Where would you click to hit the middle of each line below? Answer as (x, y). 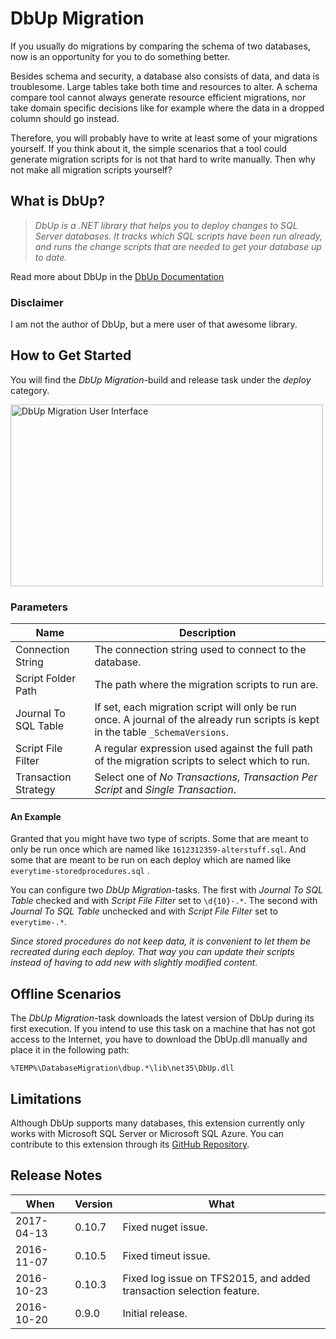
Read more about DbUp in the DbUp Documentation (117, 276)
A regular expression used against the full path (203, 749)
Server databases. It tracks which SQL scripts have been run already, (178, 236)
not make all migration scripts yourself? (91, 169)
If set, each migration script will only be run (195, 707)
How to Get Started (71, 355)
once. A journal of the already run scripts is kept (207, 720)
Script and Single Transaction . (165, 790)
